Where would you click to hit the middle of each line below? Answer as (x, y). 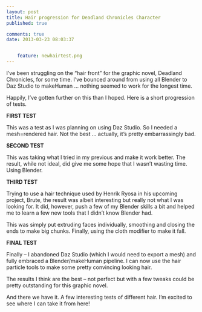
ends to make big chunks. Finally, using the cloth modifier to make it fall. (96, 231)
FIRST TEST (21, 116)
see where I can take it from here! (48, 304)
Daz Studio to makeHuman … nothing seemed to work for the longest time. (99, 86)
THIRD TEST (22, 182)
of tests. (17, 104)
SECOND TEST (25, 145)
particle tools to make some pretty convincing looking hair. (79, 267)
